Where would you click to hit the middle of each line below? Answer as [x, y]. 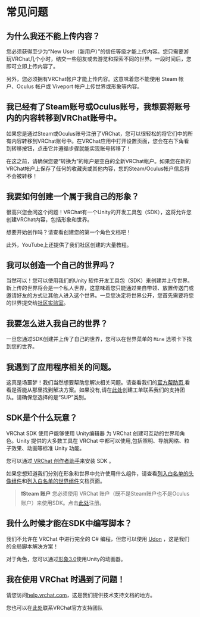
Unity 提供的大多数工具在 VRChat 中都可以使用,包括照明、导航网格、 [100, 440]
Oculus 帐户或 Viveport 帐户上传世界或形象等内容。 [79, 86]
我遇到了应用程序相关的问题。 [61, 367]
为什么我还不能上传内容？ [53, 36]
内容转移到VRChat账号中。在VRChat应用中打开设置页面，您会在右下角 [98, 141]
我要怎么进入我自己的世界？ [57, 323]
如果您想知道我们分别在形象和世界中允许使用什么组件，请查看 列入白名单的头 [100, 473]
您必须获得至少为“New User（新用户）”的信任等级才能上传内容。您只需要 [95, 51]
